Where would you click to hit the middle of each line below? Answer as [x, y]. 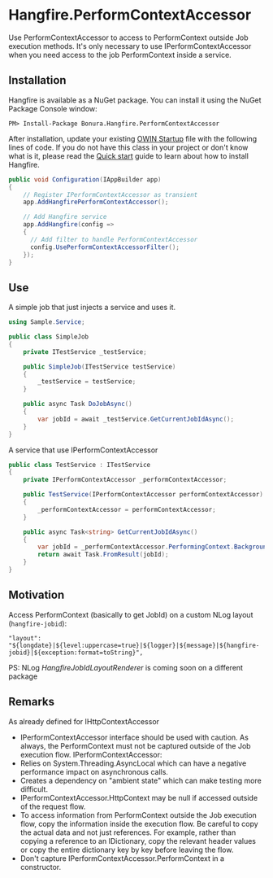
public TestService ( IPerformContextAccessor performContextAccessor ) [143, 495]
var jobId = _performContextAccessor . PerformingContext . [136, 547]
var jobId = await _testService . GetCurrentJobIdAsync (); [136, 419]
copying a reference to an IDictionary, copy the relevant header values [138, 841]
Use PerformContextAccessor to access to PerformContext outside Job [129, 37]
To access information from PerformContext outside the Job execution [139, 815]
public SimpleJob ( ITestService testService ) [100, 367]
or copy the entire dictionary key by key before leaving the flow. [127, 850]
